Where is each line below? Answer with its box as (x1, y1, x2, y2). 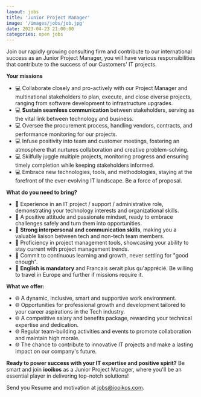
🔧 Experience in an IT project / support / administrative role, (14, 201, 164, 208)
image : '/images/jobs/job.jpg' (6, 20, 85, 26)
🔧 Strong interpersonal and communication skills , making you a (14, 226, 177, 233)
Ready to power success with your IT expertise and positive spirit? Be (6, 360, 185, 367)
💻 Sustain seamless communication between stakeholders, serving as (14, 106, 195, 114)
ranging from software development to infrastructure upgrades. (14, 100, 173, 107)
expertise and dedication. (14, 321, 78, 329)
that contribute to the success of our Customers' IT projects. (6, 61, 157, 68)
